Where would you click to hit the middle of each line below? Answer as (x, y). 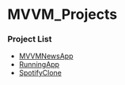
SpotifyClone (40, 73)
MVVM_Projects (62, 15)
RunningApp (39, 65)
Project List (30, 39)
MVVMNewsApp (46, 56)
